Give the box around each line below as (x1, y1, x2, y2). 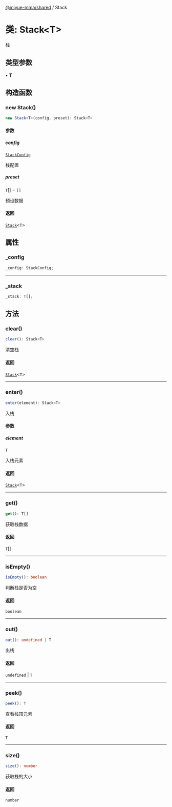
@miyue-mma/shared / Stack (5, 5, 68, 10)
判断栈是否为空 (5, 584, 37, 591)
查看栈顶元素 (5, 711, 32, 717)
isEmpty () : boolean (5, 575, 47, 580)
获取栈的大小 (5, 774, 32, 780)
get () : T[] (5, 511, 29, 516)
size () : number (5, 763, 38, 769)
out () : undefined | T (5, 637, 52, 642)
